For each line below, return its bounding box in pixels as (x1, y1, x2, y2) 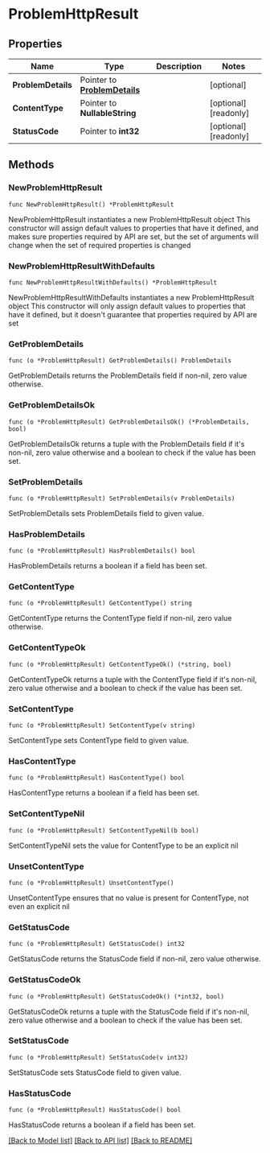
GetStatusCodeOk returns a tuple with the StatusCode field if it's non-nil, (8, 1006, 250, 1016)
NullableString (80, 108, 137, 118)
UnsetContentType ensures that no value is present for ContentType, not (8, 893, 249, 903)
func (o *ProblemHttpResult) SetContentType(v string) (8, 721, 196, 729)
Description (156, 61, 202, 72)
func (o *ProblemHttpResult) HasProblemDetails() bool (8, 547, 196, 556)
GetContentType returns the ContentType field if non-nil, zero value (8, 614, 232, 623)
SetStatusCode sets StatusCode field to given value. (8, 1068, 182, 1077)
